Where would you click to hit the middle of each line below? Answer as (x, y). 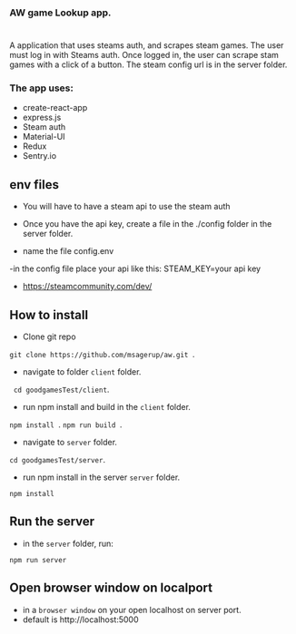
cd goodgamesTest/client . (61, 390)
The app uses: (42, 88)
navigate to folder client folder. (82, 372)
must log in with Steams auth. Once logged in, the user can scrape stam (144, 55)
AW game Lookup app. (60, 13)
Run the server (52, 522)
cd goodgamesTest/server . (58, 460)
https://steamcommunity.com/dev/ (87, 287)
